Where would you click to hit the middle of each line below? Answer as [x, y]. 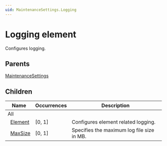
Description [116, 106]
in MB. [79, 137]
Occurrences [51, 106]
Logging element [41, 34]
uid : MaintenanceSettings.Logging [41, 10]
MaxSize [20, 134]
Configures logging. [26, 48]
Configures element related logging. [114, 122]
